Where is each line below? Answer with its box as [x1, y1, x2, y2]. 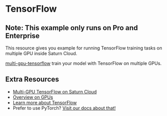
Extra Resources [5, 75, 59, 84]
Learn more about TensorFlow [12, 99, 77, 105]
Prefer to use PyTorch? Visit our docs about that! [12, 105, 116, 111]
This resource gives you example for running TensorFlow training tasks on [5, 45, 163, 51]
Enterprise [5, 31, 40, 40]
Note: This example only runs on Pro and [5, 24, 138, 32]
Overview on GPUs [12, 94, 53, 100]
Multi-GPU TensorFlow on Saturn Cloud [12, 88, 97, 95]
